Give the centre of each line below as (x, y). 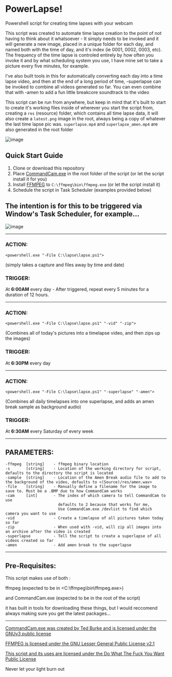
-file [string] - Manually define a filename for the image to (81, 487)
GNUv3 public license (28, 633)
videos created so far (29, 541)
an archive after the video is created (48, 532)
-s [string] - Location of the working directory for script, (83, 469)
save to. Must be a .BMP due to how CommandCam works (64, 491)
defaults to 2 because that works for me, (104, 505)
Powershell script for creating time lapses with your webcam (69, 23)
